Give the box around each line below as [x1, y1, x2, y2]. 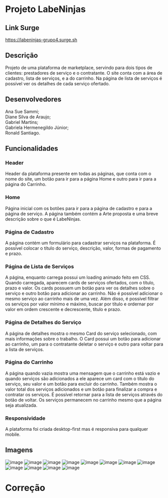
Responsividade [5, 415, 46, 422]
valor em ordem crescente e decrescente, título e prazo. [5, 306, 121, 312]
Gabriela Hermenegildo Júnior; [5, 124, 69, 130]
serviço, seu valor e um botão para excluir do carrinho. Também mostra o [5, 381, 157, 387]
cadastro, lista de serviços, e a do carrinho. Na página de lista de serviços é [5, 75, 162, 81]
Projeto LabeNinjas [5, 4, 86, 15]
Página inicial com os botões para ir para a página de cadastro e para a [5, 205, 152, 211]
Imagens [5, 446, 33, 454]
